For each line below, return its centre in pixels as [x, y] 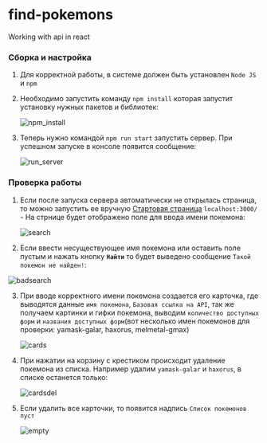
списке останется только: [64, 377]
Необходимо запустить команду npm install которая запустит [126, 99]
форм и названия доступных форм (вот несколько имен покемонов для [135, 321]
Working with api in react [49, 37]
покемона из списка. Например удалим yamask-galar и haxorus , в [130, 369]
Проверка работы [45, 182]
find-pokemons [61, 15]
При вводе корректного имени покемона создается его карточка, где [139, 296]
